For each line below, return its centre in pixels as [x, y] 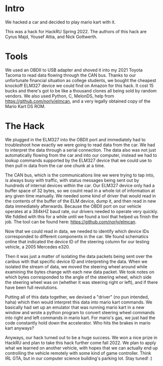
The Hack [25, 126]
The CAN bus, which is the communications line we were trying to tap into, [80, 175]
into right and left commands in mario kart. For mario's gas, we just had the [80, 318]
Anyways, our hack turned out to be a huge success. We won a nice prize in [81, 337]
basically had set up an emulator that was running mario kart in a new [75, 307]
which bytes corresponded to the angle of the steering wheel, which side [78, 277]
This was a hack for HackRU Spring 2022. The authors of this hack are [76, 31]
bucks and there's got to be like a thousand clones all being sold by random [81, 90]
